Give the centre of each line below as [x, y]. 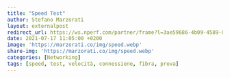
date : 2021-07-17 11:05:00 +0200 [55, 39]
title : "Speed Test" [37, 13]
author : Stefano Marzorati [46, 20]
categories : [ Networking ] [44, 58]
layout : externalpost [38, 26]
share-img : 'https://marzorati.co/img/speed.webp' [81, 52]
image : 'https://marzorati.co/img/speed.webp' [75, 45]
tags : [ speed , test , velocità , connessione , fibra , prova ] [93, 64]
